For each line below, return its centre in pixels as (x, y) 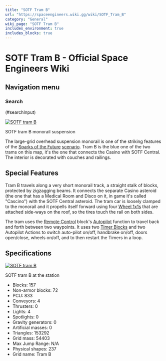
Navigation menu (32, 87)
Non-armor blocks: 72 (35, 290)
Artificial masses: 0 (32, 327)
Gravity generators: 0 (34, 322)
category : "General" (27, 19)
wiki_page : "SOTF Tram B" (32, 24)
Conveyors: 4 (26, 301)
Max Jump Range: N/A (35, 343)
